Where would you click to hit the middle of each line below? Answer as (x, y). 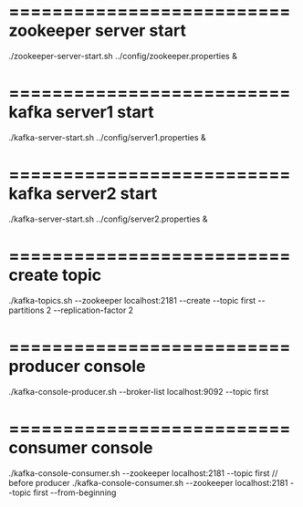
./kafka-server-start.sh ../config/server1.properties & (107, 137)
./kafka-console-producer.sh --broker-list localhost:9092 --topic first (139, 391)
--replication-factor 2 (94, 310)
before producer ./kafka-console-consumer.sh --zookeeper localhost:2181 (148, 482)
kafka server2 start (83, 194)
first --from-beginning (75, 492)
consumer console (81, 447)
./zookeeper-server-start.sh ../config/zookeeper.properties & (123, 56)
